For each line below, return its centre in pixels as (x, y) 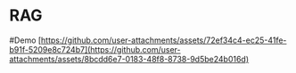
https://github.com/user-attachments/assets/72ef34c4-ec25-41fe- (164, 40)
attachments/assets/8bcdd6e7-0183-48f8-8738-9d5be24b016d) (129, 59)
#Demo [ (25, 40)
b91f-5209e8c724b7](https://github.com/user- (95, 49)
